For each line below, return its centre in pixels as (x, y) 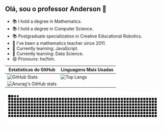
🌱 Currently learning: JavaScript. (45, 48)
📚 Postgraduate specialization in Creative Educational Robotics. (77, 36)
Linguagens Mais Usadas (87, 70)
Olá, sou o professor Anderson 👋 (56, 9)
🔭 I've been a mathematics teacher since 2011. (59, 43)
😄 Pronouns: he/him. (34, 59)
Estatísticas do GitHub (32, 70)
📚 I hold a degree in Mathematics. (47, 21)
